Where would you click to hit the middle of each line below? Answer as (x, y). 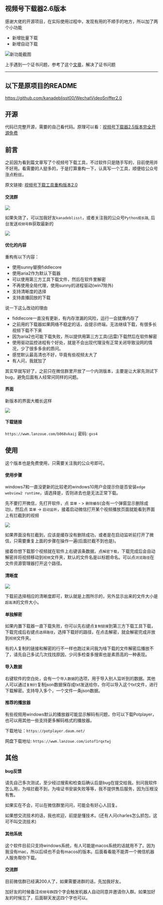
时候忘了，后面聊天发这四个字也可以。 (52, 898)
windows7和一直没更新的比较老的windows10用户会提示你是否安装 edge (75, 487)
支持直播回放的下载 (31, 297)
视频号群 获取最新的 (36, 224)
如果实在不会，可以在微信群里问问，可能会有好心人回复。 (62, 805)
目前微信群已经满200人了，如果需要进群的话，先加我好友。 (64, 881)
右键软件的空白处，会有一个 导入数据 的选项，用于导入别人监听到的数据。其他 (80, 678)
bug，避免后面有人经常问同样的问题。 (43, 377)
